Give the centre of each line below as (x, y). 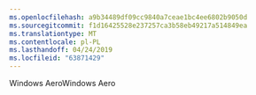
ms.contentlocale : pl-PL (55, 42)
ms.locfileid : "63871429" (57, 58)
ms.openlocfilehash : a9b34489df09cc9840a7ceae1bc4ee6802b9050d (128, 17)
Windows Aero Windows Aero (62, 83)
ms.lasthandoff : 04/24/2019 (61, 50)
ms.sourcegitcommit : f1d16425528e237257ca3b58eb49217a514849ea (128, 26)
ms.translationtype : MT (53, 33)
